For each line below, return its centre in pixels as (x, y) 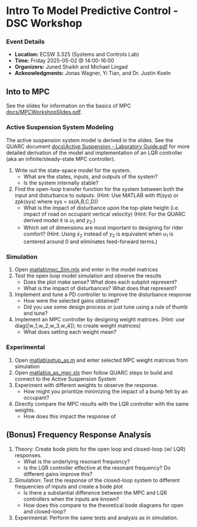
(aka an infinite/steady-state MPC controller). (61, 159)
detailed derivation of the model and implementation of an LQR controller (94, 152)
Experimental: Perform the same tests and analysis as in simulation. (96, 518)
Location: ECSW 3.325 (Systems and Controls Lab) (77, 55)
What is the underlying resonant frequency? (77, 461)
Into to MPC (28, 91)
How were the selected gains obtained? (71, 301)
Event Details (26, 42)
